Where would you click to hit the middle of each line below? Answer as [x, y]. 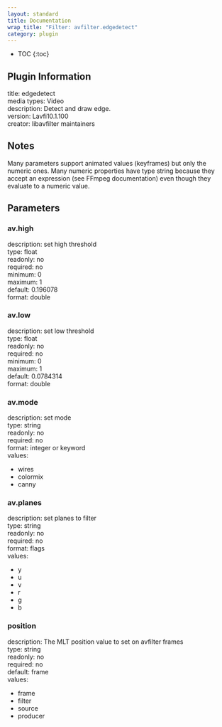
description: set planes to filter [52, 518]
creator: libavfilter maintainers [51, 124]
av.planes [25, 503]
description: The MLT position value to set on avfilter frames [95, 642]
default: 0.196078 [33, 290]
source [28, 708]
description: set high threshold [52, 244]
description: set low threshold [51, 331]
